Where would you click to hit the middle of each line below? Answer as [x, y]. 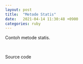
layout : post [19, 10]
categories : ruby [23, 24]
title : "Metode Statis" [31, 14]
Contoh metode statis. [28, 38]
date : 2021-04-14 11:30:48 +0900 [42, 19]
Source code [18, 57]
